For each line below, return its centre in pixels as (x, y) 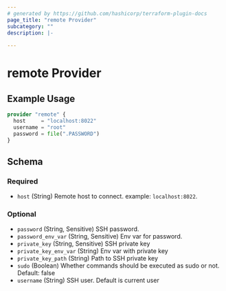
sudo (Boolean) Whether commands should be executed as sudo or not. (118, 265)
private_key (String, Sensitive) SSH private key (83, 244)
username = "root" (40, 127)
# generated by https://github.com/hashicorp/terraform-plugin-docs (107, 13)
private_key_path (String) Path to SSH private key (88, 259)
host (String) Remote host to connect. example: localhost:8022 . (107, 197)
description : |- (30, 33)
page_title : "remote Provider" (52, 20)
